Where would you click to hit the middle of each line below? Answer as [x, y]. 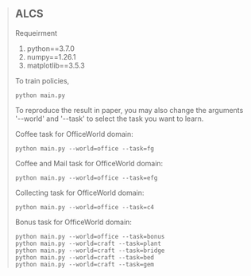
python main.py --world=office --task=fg [84, 148]
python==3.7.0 [50, 49]
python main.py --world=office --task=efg [86, 178]
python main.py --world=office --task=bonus [90, 236]
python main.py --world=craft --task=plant [88, 243]
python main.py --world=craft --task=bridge [90, 251]
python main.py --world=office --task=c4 [84, 207]
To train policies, [42, 80]
